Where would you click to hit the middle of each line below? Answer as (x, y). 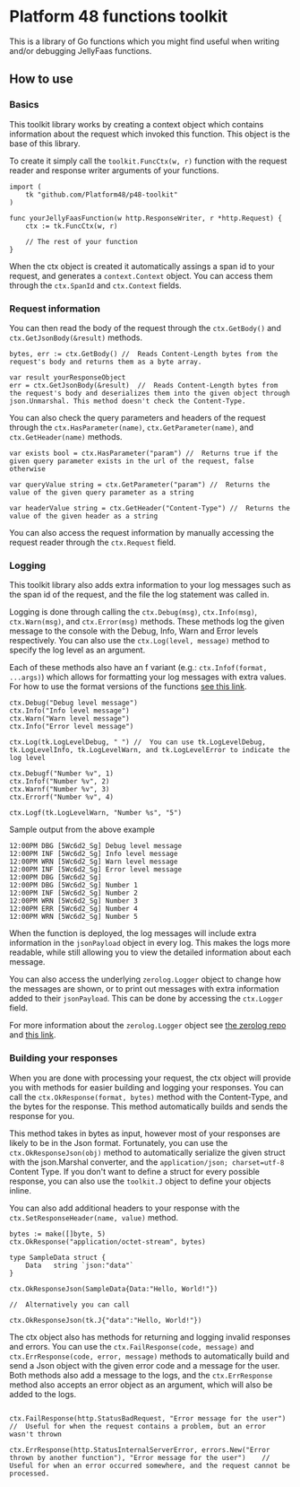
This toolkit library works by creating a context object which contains (137, 124)
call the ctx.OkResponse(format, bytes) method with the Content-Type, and (149, 1097)
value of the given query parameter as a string (102, 492)
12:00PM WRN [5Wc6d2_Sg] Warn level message (94, 862)
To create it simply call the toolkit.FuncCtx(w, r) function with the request (148, 161)
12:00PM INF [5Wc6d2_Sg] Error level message (95, 870)
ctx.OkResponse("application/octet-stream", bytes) (107, 1242)
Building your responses (64, 1058)
